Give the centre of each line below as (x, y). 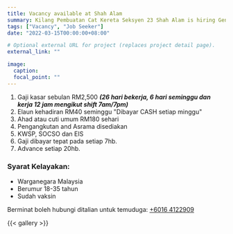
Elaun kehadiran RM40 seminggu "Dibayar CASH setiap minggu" (110, 111)
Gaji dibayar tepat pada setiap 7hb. (67, 141)
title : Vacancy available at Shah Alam (65, 13)
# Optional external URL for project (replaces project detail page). (111, 46)
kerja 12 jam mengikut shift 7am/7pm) (73, 104)
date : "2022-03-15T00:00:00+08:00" (59, 33)
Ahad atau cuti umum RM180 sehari (68, 119)
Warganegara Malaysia (50, 181)
